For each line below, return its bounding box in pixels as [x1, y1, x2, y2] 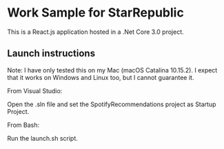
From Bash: [7, 121, 40, 129]
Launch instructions [7, 48, 95, 59]
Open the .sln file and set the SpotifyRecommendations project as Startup [7, 100, 216, 108]
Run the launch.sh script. [7, 134, 78, 142]
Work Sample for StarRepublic [7, 5, 184, 21]
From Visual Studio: [7, 86, 63, 95]
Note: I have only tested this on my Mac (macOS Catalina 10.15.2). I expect [7, 66, 218, 74]
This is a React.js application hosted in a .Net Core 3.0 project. [7, 28, 184, 36]
